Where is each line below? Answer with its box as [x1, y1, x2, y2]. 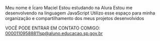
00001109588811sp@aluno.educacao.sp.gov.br [5, 30, 103, 36]
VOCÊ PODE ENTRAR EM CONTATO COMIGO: [5, 25, 100, 31]
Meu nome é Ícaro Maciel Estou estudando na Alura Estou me [5, 5, 133, 10]
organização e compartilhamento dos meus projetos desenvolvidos [5, 15, 144, 21]
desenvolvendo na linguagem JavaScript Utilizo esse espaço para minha [5, 10, 155, 16]
